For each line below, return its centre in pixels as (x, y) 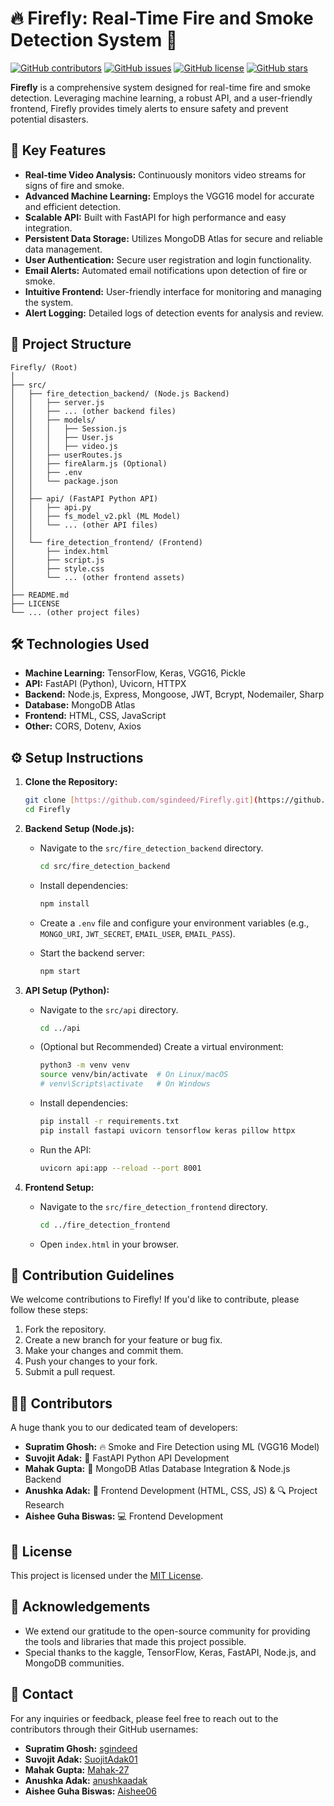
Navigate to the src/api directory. (109, 1009)
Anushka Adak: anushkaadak (86, 1780)
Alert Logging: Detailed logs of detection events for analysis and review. (174, 313)
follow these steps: (49, 1310)
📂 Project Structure (71, 344)
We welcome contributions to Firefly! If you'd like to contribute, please (155, 1299)
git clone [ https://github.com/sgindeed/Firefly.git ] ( (141, 800)
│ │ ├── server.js (57, 402)
